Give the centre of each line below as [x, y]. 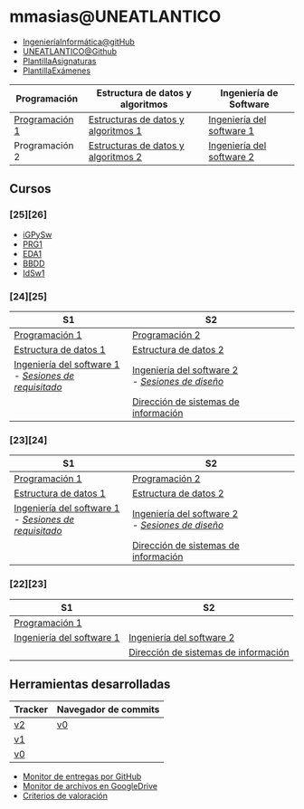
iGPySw [37, 234]
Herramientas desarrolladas [90, 684]
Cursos [30, 189]
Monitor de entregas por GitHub [82, 776]
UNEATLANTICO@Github [70, 51]
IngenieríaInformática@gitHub [79, 42]
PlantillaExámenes [57, 71]
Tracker [31, 709]
